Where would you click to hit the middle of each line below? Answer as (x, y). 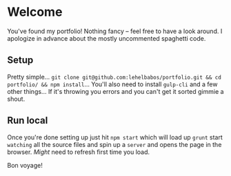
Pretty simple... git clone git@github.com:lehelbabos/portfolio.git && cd (114, 77)
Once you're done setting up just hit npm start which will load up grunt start (115, 137)
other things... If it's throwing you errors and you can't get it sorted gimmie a (115, 91)
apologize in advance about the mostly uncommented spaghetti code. (107, 38)
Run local (28, 120)
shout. (16, 99)
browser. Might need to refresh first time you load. (79, 152)
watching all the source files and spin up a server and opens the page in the (114, 144)
